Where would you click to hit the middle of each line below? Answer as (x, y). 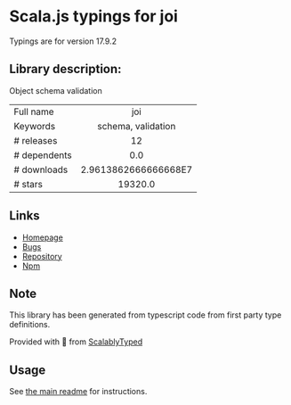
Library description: (65, 69)
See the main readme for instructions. (78, 392)
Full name (34, 112)
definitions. (30, 325)
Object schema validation (56, 90)
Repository (42, 256)
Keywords (35, 126)
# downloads (41, 169)
